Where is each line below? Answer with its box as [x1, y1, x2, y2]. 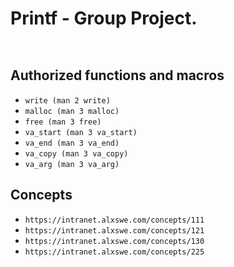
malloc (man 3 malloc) [24, 106, 120, 116]
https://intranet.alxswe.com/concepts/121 [24, 225, 205, 236]
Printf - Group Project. [10, 7, 198, 30]
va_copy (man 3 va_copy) [24, 148, 129, 159]
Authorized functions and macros [10, 67, 225, 84]
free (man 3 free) [24, 117, 102, 127]
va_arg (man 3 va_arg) [24, 159, 120, 169]
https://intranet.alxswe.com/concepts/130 [24, 236, 205, 246]
